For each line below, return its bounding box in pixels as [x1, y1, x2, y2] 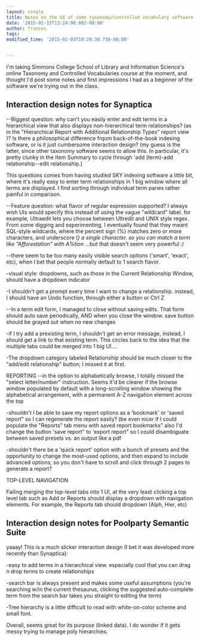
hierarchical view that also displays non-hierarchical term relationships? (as [6, 122, 192, 129]
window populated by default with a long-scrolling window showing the [6, 385, 182, 392]
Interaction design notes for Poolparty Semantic [6, 518, 189, 529]
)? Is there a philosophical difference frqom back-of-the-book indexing [6, 134, 180, 142]
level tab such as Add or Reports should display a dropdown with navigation [6, 494, 193, 502]
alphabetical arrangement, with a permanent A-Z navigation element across [6, 391, 192, 398]
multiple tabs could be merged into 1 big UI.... [6, 342, 118, 349]
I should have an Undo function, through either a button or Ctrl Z [6, 294, 165, 301]
